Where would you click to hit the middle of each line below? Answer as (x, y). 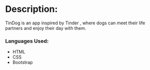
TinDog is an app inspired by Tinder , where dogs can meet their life (75, 23)
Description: (31, 9)
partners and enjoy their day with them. (46, 28)
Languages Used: (27, 41)
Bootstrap (22, 63)
